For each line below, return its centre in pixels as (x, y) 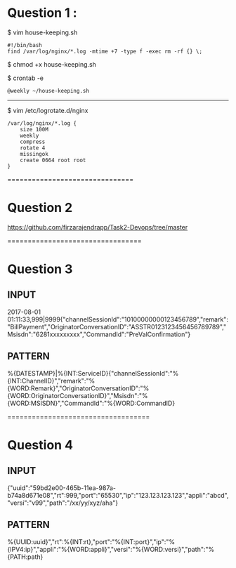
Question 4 (40, 445)
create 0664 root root (53, 160)
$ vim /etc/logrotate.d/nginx (48, 110)
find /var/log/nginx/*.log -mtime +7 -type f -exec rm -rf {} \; (105, 51)
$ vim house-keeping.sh (42, 32)
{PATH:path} (25, 557)
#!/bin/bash (25, 45)
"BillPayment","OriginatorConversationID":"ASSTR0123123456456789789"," (117, 326)
